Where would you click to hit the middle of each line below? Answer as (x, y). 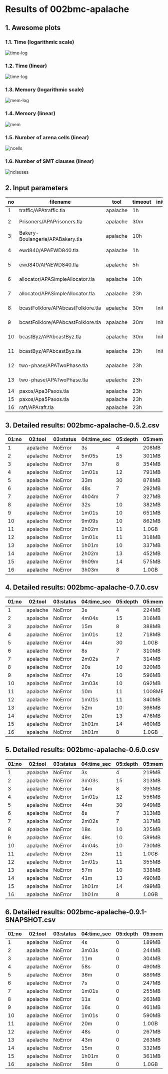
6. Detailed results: (35, 912)
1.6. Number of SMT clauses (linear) (49, 161)
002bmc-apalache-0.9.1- (107, 912)
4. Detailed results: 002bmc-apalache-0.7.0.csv (82, 587)
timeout (142, 202)
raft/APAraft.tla (36, 407)
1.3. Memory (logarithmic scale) (44, 90)
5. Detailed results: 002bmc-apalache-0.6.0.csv (82, 750)
